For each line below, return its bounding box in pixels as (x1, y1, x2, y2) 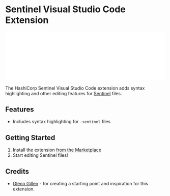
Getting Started (5, 133, 55, 142)
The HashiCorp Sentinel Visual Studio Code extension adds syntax (5, 85, 145, 91)
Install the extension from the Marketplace (12, 147, 102, 153)
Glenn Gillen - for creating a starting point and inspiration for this (12, 180, 149, 186)
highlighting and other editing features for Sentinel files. (5, 90, 122, 96)
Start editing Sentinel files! (12, 152, 68, 158)
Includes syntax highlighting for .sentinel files (12, 119, 111, 125)
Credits (5, 167, 30, 176)
